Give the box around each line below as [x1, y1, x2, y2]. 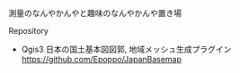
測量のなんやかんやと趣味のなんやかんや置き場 [8, 8, 182, 18]
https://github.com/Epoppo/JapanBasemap [21, 54, 182, 64]
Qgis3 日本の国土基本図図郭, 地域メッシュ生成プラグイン [21, 44, 232, 54]
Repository [8, 26, 49, 36]
